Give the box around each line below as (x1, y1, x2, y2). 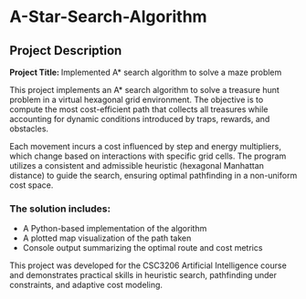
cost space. (9, 180, 54, 191)
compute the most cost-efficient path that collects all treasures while (9, 104, 269, 115)
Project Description (9, 43, 122, 58)
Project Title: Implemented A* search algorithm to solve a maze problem (9, 67, 282, 77)
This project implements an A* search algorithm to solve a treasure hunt (9, 85, 280, 95)
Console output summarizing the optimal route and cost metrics (22, 242, 263, 253)
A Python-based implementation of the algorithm (22, 223, 207, 234)
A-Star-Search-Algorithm (9, 6, 207, 27)
